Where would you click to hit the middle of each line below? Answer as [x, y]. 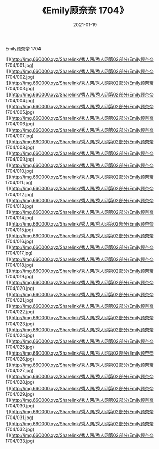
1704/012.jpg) [19, 194]
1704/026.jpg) [20, 359]
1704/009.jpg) [20, 159]
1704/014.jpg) [19, 218]
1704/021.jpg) [19, 300]
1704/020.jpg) [20, 288]
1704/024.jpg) [20, 335]
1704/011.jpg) [19, 182]
